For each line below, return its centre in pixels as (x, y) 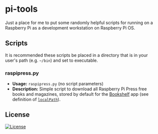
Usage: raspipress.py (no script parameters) (58, 84)
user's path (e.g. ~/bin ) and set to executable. (52, 60)
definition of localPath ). (36, 100)
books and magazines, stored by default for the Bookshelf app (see (80, 94)
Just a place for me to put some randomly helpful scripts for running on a (79, 23)
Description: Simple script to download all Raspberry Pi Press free (79, 89)
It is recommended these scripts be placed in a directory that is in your (77, 55)
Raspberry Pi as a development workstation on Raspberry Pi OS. (70, 27)
